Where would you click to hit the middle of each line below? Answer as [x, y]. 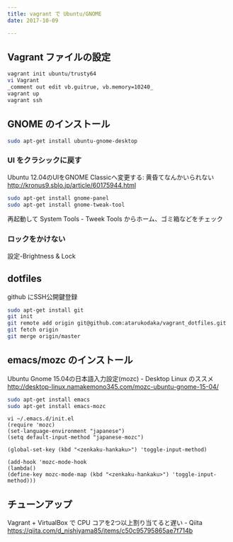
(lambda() [22, 468]
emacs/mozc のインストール [70, 360]
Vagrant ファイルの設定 [59, 57]
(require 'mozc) [31, 425]
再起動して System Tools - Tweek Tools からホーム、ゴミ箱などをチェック [115, 219]
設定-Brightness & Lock [41, 256]
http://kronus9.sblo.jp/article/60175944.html [72, 185]
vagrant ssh [25, 100]
